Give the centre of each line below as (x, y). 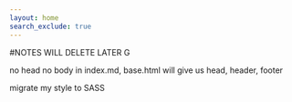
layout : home (34, 18)
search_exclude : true (51, 26)
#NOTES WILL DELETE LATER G (70, 52)
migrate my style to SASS (57, 87)
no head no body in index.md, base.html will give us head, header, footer (146, 70)
